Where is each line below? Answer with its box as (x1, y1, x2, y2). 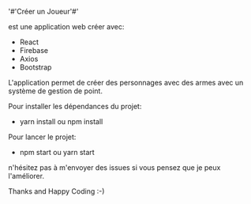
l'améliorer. (8, 172, 45, 180)
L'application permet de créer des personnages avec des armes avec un (8, 78, 244, 87)
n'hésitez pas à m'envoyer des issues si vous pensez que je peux (8, 163, 221, 172)
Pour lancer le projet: (8, 132, 77, 142)
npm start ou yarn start (19, 148, 95, 157)
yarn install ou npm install (19, 117, 103, 126)
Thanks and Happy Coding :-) (8, 187, 105, 196)
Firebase (19, 46, 49, 55)
